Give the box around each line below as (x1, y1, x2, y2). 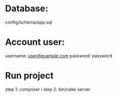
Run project (5, 70, 54, 81)
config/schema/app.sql (5, 19, 53, 25)
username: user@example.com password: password (5, 53, 112, 59)
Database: (5, 3, 48, 14)
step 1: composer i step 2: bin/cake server (5, 86, 90, 92)
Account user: (5, 36, 65, 48)
